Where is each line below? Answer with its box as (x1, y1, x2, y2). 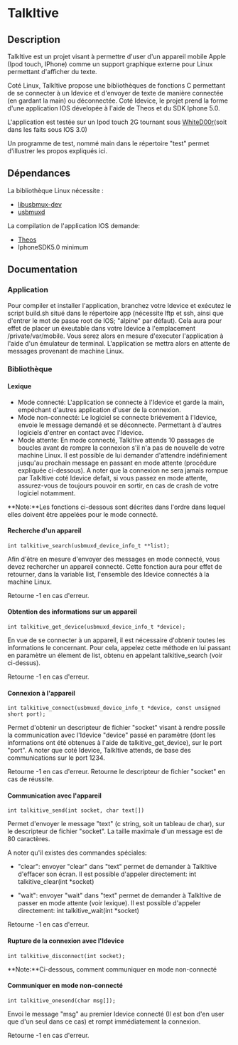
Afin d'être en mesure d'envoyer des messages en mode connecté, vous (7, 555, 220, 563)
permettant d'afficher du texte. (7, 68, 97, 76)
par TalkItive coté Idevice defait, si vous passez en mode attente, (17, 473, 208, 482)
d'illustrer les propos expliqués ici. (7, 147, 108, 155)
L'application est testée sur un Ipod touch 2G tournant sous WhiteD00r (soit (7, 118, 227, 126)
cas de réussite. (7, 775, 55, 783)
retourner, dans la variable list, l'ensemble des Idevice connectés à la (7, 570, 210, 578)
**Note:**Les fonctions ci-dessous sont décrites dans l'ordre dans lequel (7, 503, 226, 511)
